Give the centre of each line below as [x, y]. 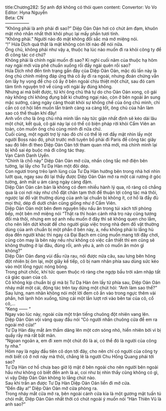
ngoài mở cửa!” [21, 325]
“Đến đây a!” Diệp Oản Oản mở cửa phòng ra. [52, 388]
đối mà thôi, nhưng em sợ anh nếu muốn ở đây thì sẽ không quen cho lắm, [81, 219]
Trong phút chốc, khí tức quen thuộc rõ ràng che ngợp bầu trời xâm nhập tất [83, 272]
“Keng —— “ [18, 309]
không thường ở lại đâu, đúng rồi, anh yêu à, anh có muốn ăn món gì [75, 245]
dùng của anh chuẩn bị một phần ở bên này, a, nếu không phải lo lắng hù [80, 229]
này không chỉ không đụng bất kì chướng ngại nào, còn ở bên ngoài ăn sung [83, 97]
